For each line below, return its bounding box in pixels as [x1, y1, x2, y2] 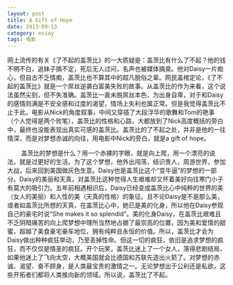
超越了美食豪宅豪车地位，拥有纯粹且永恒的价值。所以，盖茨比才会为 [19, 227, 214, 236]
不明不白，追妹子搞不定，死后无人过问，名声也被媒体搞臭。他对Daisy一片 [7, 65, 218, 73]
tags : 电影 [7, 36, 37, 43]
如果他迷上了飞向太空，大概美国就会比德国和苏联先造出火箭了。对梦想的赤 [7, 253, 220, 261]
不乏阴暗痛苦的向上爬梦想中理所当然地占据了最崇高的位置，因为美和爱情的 [7, 218, 220, 227]
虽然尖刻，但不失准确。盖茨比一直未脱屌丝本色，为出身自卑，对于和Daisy [12, 91, 224, 99]
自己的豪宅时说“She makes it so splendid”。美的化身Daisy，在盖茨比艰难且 [7, 210, 222, 218]
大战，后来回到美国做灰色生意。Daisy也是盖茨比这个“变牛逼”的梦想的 [7, 166, 205, 174]
